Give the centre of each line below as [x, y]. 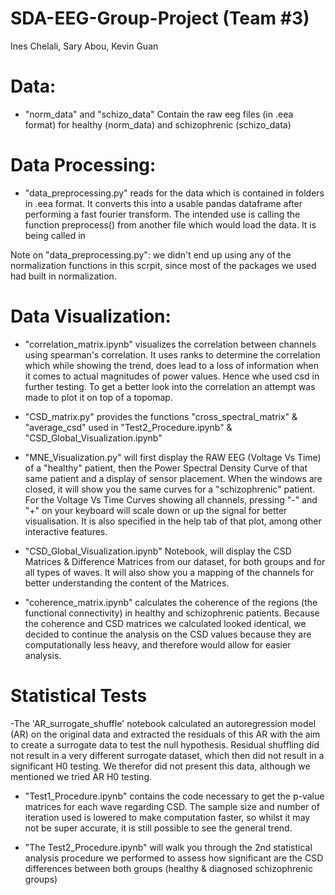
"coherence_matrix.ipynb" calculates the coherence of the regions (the [171, 602]
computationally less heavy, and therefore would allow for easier [158, 644]
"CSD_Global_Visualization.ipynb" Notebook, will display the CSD [158, 551]
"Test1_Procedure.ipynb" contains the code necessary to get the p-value [174, 796]
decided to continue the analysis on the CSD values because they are [168, 634]
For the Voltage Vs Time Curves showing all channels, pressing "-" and [171, 499]
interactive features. [66, 531]
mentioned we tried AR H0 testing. [81, 776]
